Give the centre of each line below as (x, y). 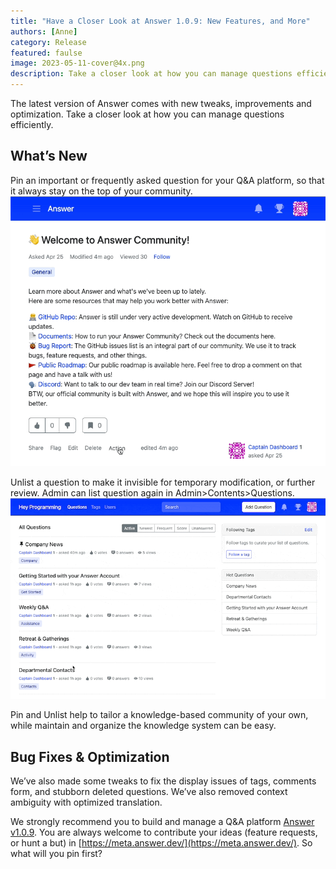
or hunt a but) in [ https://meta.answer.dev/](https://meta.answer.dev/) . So (161, 843)
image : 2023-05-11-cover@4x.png (77, 63)
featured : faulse (46, 53)
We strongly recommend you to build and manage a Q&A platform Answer (162, 822)
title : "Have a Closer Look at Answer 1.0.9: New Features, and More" (160, 21)
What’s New (49, 156)
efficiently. (32, 124)
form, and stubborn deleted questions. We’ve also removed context (149, 792)
